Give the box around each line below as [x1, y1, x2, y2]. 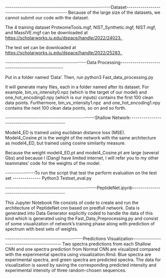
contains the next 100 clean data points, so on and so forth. [5, 105, 126, 111]
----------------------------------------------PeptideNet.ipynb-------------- [5, 185, 161, 191]
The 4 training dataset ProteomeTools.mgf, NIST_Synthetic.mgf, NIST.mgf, [5, 24, 156, 30]
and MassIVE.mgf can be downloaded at [5, 30, 88, 35]
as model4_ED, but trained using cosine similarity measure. [5, 140, 126, 146]
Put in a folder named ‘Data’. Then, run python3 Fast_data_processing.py [5, 74, 154, 80]
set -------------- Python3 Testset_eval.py [5, 175, 92, 181]
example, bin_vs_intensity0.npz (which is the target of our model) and [5, 89, 147, 95]
